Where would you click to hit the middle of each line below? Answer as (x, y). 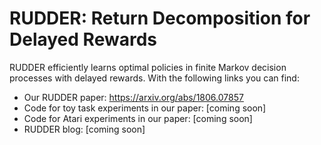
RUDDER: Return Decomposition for (160, 18)
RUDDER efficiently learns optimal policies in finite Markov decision (148, 67)
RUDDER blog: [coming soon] (84, 129)
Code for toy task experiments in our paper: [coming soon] (145, 108)
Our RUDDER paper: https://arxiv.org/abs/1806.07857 (133, 97)
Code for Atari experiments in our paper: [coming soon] (138, 118)
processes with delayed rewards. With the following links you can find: (154, 78)
